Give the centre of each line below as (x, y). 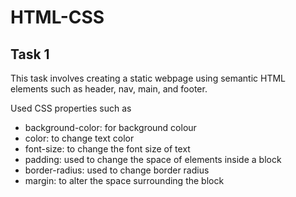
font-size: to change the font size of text (107, 149)
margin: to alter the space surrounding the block (124, 180)
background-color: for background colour (110, 127)
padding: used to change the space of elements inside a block (153, 159)
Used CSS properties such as (71, 108)
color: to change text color (79, 138)
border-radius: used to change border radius (117, 170)
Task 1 (30, 54)
